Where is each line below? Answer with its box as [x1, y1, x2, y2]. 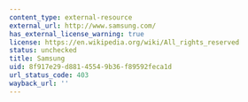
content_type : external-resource [9, 12, 133, 22]
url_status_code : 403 [9, 71, 89, 80]
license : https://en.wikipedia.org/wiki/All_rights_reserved [9, 37, 240, 47]
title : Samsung [9, 54, 66, 63]
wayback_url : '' [9, 79, 69, 88]
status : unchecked [9, 46, 77, 55]
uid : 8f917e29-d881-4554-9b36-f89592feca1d [9, 63, 173, 72]
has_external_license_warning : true [9, 29, 144, 38]
